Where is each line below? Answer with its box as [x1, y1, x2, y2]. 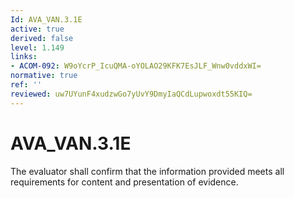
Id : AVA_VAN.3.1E [10, 14, 83, 25]
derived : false [10, 33, 74, 43]
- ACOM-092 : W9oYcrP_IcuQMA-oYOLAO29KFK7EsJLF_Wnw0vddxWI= [10, 61, 262, 71]
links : [10, 52, 38, 62]
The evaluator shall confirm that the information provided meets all [10, 165, 285, 177]
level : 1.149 [10, 42, 65, 53]
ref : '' [10, 80, 43, 90]
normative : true [10, 71, 78, 81]
